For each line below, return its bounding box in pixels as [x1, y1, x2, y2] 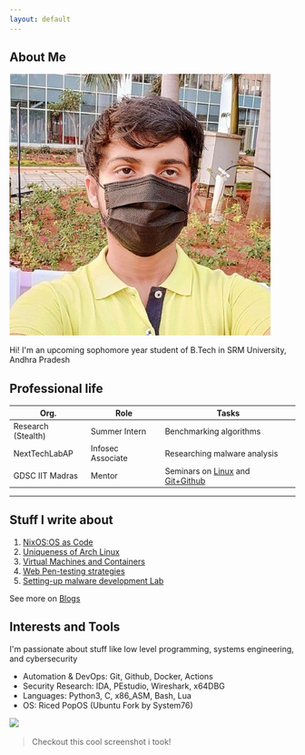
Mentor [90, 470, 118, 481]
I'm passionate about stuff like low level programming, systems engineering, [9, 643, 295, 654]
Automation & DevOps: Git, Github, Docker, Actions [22, 670, 213, 681]
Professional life [9, 380, 103, 396]
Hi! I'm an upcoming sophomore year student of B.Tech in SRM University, [9, 345, 287, 356]
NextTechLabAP [13, 448, 74, 458]
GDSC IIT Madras [13, 470, 79, 481]
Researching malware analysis [164, 448, 279, 458]
